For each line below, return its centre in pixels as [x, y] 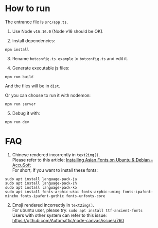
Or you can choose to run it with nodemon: [48, 95]
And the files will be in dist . [33, 86]
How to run [28, 8]
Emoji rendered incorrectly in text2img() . [53, 205]
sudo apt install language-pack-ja [41, 179]
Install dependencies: [34, 41]
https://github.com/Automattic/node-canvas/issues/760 [68, 220]
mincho [12, 196]
